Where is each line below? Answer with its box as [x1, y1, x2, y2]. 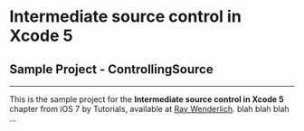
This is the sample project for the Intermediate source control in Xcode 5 [9, 94, 284, 105]
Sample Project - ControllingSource [9, 61, 214, 77]
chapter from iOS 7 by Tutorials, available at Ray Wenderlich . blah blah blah [9, 104, 290, 114]
